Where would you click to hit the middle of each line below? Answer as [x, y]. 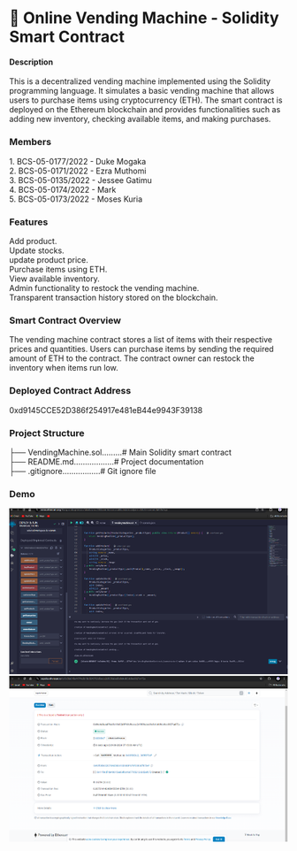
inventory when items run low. [64, 368]
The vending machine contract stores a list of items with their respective [141, 340]
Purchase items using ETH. [58, 269]
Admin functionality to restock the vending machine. [104, 287]
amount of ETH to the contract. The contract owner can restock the [132, 358]
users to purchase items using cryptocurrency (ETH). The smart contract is [146, 100]
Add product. [33, 241]
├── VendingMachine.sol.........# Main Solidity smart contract [121, 452]
